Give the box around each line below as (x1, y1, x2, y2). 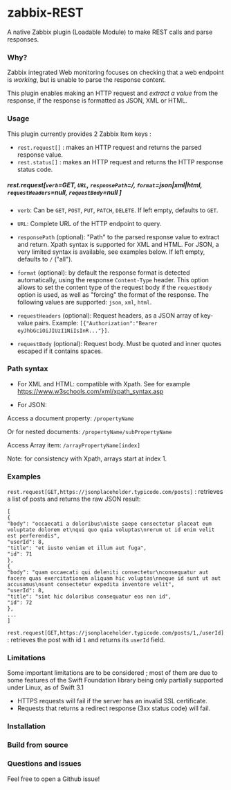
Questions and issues (7, 759, 82, 768)
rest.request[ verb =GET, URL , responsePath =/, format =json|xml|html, (7, 181, 203, 189)
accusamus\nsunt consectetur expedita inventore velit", (7, 581, 175, 588)
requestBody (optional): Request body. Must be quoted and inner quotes (17, 339, 222, 347)
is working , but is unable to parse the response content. (7, 76, 166, 84)
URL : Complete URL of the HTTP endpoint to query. (17, 219, 162, 227)
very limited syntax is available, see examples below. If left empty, (17, 248, 205, 256)
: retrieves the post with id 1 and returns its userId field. (7, 636, 165, 644)
